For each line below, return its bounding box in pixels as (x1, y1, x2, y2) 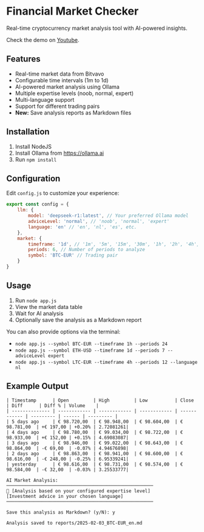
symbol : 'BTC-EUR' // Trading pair (28, 252, 118, 258)
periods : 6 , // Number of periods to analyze (28, 247, 146, 253)
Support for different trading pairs (15, 102, 100, 110)
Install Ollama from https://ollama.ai (15, 149, 104, 157)
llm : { (17, 207, 34, 213)
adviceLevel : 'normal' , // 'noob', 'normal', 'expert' (28, 218, 170, 224)
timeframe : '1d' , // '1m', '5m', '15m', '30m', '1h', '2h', (28, 241, 183, 247)
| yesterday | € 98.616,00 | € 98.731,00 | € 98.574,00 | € (6, 461, 183, 467)
